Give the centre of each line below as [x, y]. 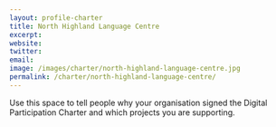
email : [22, 60]
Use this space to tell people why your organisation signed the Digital [138, 103]
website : [26, 43]
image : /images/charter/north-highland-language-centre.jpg [125, 69]
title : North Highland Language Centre [85, 26]
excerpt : [26, 34]
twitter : [26, 52]
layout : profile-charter [56, 18]
